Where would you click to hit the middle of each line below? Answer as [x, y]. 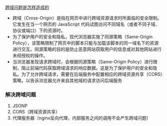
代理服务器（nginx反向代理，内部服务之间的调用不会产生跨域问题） [81, 118]
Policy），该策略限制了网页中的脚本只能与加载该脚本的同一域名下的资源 [85, 43]
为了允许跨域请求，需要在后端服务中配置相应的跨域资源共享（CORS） [92, 74]
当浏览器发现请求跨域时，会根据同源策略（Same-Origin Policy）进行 [83, 62]
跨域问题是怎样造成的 [27, 7]
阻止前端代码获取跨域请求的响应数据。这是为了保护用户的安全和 [87, 68]
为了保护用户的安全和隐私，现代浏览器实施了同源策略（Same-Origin [82, 37]
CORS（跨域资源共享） [36, 112]
